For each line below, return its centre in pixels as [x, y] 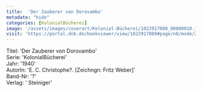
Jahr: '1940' [21, 64]
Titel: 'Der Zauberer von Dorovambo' [52, 51]
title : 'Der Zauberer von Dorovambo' [55, 12]
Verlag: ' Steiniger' [29, 83]
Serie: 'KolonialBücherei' [37, 57]
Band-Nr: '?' [21, 76]
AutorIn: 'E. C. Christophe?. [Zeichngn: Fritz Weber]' [71, 70]
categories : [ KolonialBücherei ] [47, 23]
